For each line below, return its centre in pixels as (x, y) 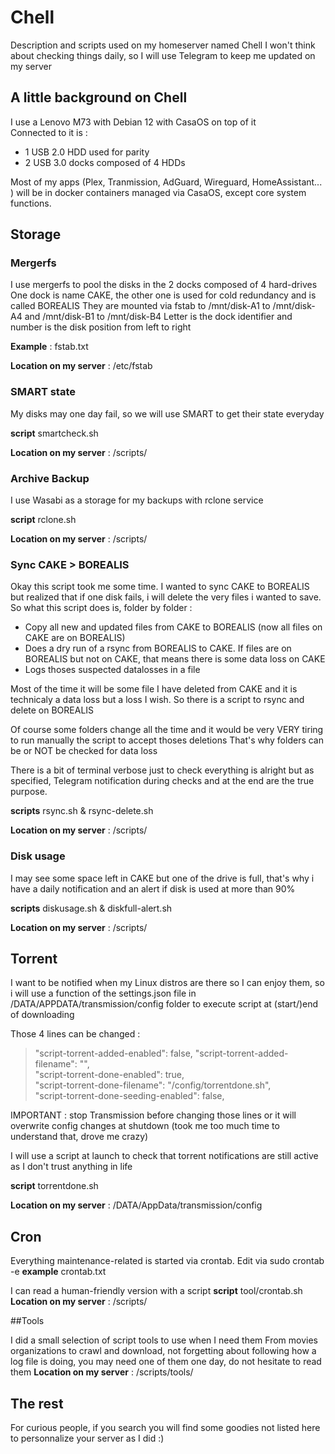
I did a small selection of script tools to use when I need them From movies (164, 1340)
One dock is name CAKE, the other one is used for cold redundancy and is (163, 295)
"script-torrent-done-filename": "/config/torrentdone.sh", (153, 1085)
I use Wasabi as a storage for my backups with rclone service (137, 500)
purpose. (29, 792)
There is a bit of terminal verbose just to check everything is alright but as (162, 770)
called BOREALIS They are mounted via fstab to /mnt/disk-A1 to (140, 306)
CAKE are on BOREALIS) (75, 638)
